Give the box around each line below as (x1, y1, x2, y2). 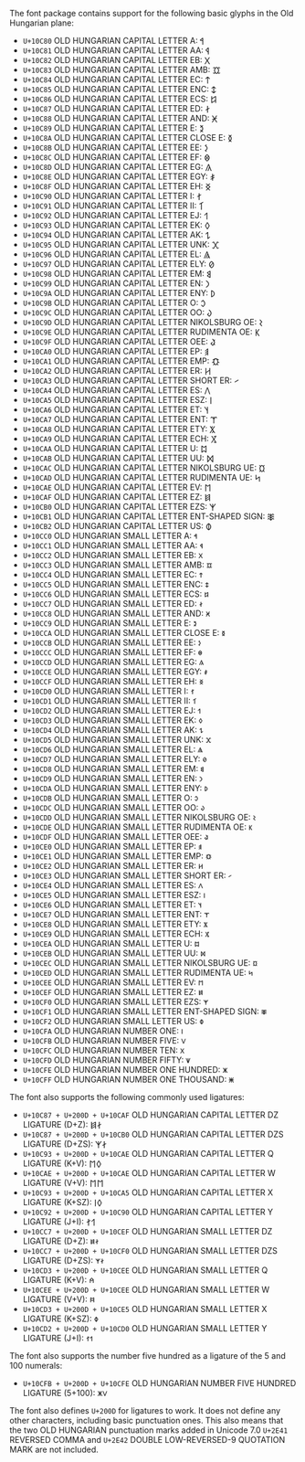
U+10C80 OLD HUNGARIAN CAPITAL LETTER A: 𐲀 (22, 36, 205, 46)
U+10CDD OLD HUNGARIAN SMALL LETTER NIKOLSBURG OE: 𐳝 (22, 812, 257, 822)
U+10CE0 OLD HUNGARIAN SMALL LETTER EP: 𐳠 (22, 841, 203, 852)
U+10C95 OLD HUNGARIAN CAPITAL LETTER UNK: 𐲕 (22, 239, 220, 249)
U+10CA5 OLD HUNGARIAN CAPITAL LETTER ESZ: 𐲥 (22, 395, 213, 405)
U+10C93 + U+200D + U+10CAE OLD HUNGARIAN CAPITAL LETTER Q (22, 1149, 274, 1159)
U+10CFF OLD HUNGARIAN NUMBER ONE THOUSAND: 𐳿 (22, 1074, 235, 1085)
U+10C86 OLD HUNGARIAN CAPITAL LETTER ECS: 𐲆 (22, 93, 217, 104)
